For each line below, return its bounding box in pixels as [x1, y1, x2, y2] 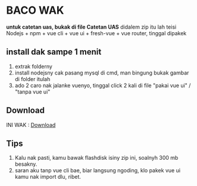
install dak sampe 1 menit [6, 47, 102, 57]
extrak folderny [14, 63, 52, 70]
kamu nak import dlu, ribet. [14, 173, 82, 181]
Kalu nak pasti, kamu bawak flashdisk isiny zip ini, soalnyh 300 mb [14, 154, 179, 162]
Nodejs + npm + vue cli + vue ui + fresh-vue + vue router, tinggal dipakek [6, 29, 187, 36]
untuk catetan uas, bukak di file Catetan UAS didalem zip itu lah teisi [6, 23, 177, 30]
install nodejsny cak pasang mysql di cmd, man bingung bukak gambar [14, 69, 189, 76]
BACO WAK [6, 4, 64, 17]
